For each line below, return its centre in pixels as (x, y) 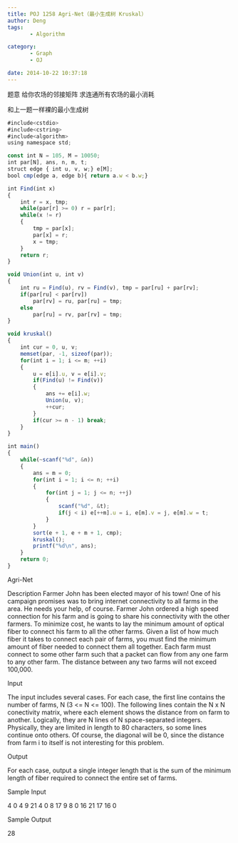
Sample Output (30, 819)
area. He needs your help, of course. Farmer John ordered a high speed (113, 609)
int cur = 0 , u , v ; (49, 347)
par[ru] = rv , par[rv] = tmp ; (78, 314)
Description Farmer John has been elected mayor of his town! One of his (114, 593)
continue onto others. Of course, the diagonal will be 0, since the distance (116, 735)
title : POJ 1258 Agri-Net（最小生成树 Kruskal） (77, 14)
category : (22, 47)
